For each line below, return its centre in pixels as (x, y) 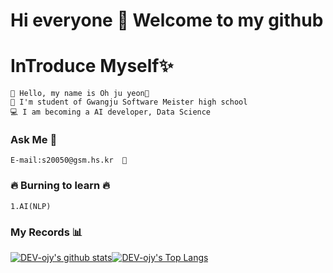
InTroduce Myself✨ (92, 66)
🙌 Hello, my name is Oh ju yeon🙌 (80, 94)
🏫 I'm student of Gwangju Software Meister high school (129, 102)
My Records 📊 (46, 232)
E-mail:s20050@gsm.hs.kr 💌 (69, 160)
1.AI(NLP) (31, 206)
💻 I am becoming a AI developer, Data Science (111, 112)
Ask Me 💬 (34, 140)
